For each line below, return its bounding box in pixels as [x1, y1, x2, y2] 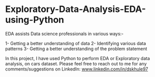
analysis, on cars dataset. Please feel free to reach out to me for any [5, 60, 147, 66]
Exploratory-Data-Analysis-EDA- [5, 3, 146, 15]
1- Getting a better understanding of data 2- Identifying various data [5, 40, 146, 46]
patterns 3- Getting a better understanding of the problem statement [5, 45, 147, 51]
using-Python [5, 14, 64, 25]
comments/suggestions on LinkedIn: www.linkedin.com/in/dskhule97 [5, 66, 148, 72]
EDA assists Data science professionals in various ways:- [5, 30, 124, 36]
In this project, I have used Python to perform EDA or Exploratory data [5, 55, 150, 61]
